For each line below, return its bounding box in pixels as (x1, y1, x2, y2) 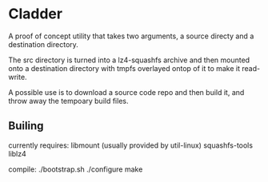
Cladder (8, 5, 62, 23)
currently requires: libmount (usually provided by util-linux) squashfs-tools (8, 140, 254, 150)
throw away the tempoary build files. (8, 96, 129, 105)
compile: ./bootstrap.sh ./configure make (8, 164, 143, 174)
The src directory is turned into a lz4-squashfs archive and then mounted (8, 55, 250, 65)
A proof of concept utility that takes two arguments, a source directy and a (8, 31, 254, 41)
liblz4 (8, 148, 26, 158)
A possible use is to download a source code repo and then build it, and (8, 87, 245, 97)
